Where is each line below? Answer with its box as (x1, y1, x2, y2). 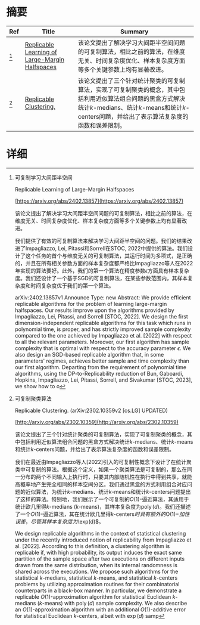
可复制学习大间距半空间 (14, 174, 73, 181)
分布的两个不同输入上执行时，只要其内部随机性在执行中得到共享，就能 (20, 473, 192, 480)
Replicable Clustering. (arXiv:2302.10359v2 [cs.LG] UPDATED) (14, 407, 168, 414)
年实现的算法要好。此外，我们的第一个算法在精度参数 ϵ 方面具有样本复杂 (14, 267, 190, 274)
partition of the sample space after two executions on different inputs (14, 555, 185, 562)
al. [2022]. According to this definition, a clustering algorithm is (14, 542, 170, 549)
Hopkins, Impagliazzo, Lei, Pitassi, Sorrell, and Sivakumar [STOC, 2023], (14, 376, 192, 383)
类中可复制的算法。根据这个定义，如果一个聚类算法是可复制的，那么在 (14, 466, 187, 473)
